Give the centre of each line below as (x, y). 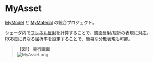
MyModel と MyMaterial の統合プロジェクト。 (51, 22)
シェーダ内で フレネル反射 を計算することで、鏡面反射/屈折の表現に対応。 (78, 32)
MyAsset (24, 8)
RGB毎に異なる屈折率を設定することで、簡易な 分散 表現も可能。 (69, 39)
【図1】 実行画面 (33, 49)
